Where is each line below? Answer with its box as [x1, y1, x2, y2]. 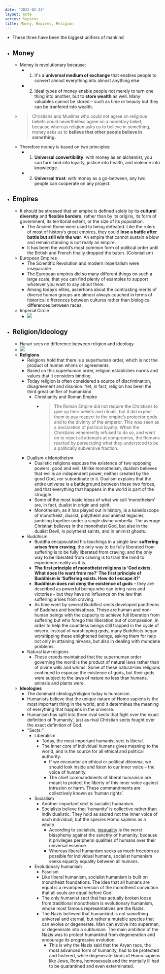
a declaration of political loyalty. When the [54, 424, 139, 430]
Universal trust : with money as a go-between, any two [34, 176, 146, 181]
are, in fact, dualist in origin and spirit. [34, 502, 111, 508]
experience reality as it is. [34, 559, 87, 565]
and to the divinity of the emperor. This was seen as [54, 419, 159, 425]
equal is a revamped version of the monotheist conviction [41, 884, 159, 890]
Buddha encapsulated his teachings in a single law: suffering [34, 539, 159, 544]
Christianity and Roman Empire [34, 394, 98, 399]
